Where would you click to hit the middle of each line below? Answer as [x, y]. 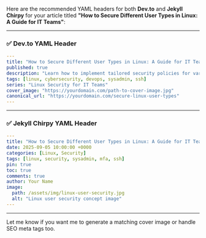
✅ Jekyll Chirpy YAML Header [52, 123]
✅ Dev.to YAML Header [41, 44]
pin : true [19, 164]
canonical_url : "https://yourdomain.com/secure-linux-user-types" [93, 96]
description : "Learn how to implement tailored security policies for [98, 73]
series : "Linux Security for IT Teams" [57, 85]
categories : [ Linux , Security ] [46, 153]
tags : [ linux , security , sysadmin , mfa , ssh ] [65, 159]
